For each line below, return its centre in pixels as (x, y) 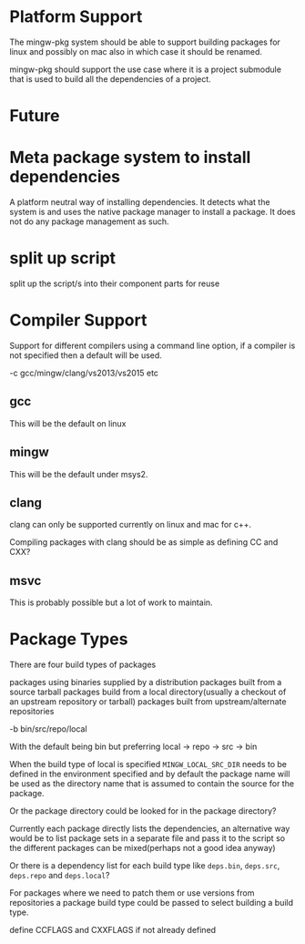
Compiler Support (78, 320)
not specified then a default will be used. (86, 355)
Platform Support (76, 17)
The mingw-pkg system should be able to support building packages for (145, 42)
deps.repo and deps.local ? (60, 876)
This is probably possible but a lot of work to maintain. (111, 602)
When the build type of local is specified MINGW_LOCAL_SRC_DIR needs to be (148, 764)
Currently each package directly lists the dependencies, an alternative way (150, 829)
